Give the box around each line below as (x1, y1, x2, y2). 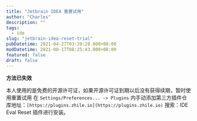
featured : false (6, 52, 46, 58)
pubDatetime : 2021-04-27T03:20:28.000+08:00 (6, 42, 117, 47)
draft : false (6, 57, 38, 63)
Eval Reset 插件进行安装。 (6, 109, 69, 116)
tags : (6, 25, 19, 31)
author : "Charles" (6, 14, 51, 20)
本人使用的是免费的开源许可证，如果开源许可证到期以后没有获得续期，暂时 (6, 87, 186, 94)
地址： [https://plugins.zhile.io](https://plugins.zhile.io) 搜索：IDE (11, 101, 189, 108)
